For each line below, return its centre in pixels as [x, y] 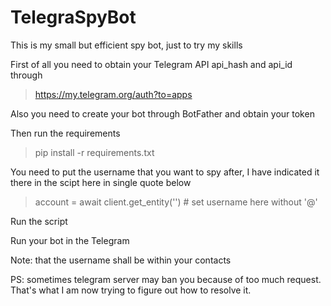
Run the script [39, 221]
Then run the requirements [65, 133]
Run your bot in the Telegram [70, 240]
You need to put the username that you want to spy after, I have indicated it [165, 172]
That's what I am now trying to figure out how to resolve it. [131, 290]
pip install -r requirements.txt [94, 152]
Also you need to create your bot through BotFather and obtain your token [162, 113]
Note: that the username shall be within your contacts [121, 260]
